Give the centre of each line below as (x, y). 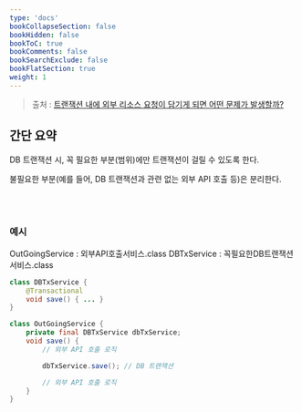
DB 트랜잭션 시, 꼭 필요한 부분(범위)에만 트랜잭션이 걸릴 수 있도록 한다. (135, 160)
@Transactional (55, 291)
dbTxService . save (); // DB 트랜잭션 (108, 366)
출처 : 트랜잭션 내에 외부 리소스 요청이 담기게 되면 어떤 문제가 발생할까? (158, 104)
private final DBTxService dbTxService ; (104, 333)
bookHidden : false (44, 35)
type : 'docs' (34, 18)
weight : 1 (28, 77)
